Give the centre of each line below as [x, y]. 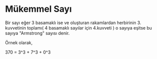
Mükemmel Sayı [39, 9]
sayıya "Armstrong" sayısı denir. [37, 33]
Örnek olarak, [19, 42]
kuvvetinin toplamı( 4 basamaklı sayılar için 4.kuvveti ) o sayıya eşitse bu [78, 28]
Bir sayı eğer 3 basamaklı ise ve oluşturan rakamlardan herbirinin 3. [73, 23]
